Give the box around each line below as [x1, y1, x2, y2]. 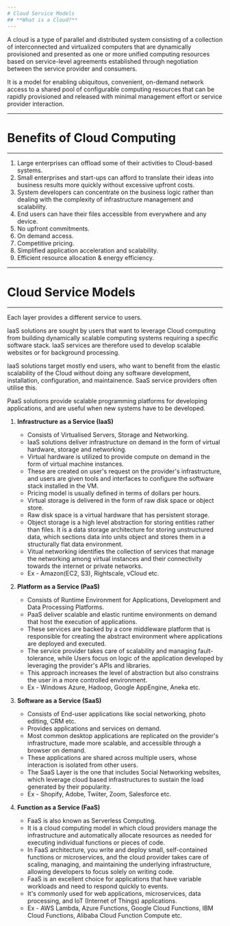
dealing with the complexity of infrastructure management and [16, 195, 194, 204]
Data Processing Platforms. [27, 603, 105, 611]
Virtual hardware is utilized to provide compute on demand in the [27, 453, 210, 461]
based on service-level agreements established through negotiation [7, 57, 199, 65]
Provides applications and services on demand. [27, 724, 162, 733]
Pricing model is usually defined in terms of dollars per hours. [27, 489, 201, 497]
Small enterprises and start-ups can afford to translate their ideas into [16, 174, 214, 182]
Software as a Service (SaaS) [16, 697, 102, 705]
